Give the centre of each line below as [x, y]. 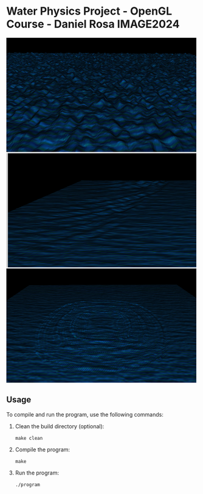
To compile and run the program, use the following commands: [85, 414]
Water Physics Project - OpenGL [89, 11]
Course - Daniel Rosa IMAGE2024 [93, 24]
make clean [29, 438]
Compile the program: [43, 450]
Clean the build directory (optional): [60, 426]
